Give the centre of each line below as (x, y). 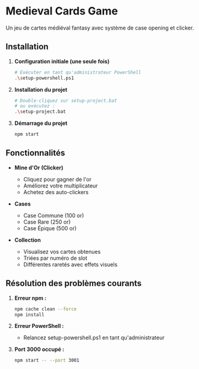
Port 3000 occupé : (39, 349)
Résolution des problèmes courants (74, 284)
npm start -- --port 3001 (47, 361)
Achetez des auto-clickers (56, 192)
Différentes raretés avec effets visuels (70, 264)
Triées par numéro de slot (55, 258)
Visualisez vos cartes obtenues (62, 251)
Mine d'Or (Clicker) (39, 168)
